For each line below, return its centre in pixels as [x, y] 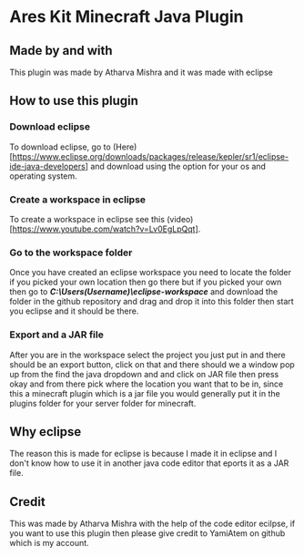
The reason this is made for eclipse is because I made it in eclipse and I [143, 454]
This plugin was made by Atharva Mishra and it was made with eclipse [141, 72]
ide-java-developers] [49, 166]
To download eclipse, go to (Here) [73, 147]
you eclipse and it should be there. [74, 311]
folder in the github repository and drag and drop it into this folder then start [152, 302]
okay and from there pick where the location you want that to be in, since [147, 384]
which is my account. [49, 543]
